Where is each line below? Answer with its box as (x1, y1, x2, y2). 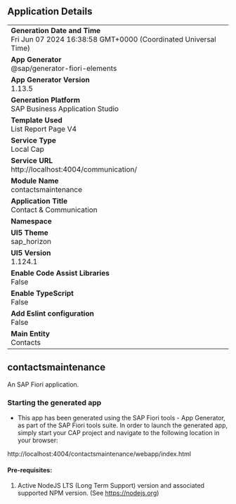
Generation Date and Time (11, 25, 101, 35)
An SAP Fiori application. (7, 380, 79, 389)
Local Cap (11, 144, 44, 154)
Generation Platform (11, 95, 81, 105)
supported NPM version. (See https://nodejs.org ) (17, 489, 159, 498)
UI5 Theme (11, 228, 49, 238)
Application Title (11, 196, 68, 206)
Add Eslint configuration (11, 309, 95, 318)
